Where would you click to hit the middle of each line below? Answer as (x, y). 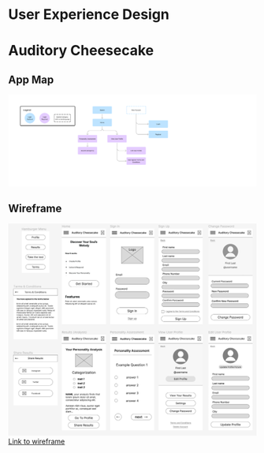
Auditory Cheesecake (81, 51)
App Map (31, 79)
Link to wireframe (37, 442)
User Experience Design (89, 15)
